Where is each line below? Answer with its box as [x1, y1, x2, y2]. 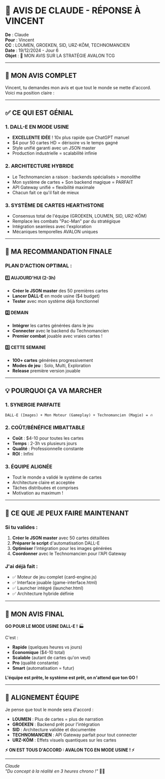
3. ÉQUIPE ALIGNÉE [5, 463, 53, 470]
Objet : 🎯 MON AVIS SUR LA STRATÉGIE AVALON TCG [5, 52, 115, 59]
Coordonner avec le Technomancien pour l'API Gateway [12, 551, 127, 556]
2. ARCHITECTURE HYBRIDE [5, 162, 74, 169]
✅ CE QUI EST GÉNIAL [5, 109, 74, 117]
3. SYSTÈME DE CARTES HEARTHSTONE [5, 202, 105, 209]
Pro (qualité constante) [12, 660, 59, 666]
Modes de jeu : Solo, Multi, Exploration [12, 362, 91, 368]
